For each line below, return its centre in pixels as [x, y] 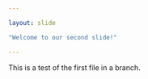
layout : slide [32, 23]
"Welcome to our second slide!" [63, 37]
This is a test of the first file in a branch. [75, 67]
